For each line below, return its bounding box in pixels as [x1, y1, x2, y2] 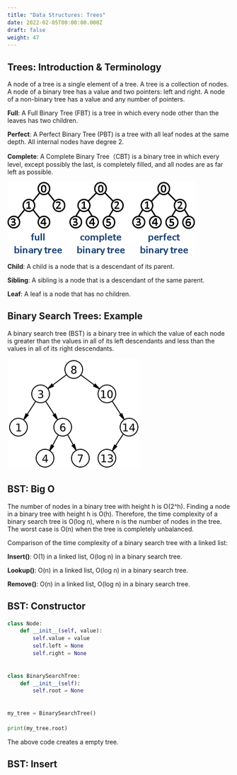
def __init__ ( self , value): [20, 627, 103, 634]
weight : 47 [7, 34, 40, 41]
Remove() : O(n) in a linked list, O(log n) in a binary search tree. [7, 579, 190, 588]
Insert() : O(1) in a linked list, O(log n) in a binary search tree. [7, 552, 183, 561]
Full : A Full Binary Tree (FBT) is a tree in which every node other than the [7, 109, 219, 117]
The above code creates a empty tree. [7, 737, 119, 746]
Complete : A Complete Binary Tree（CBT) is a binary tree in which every [7, 153, 220, 161]
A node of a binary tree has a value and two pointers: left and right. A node [7, 87, 225, 96]
